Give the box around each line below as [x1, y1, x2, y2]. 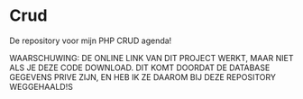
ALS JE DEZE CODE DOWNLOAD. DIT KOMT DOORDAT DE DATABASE [9, 62, 271, 73]
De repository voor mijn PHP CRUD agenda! [9, 35, 172, 46]
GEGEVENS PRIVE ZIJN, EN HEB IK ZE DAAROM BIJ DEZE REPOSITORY [9, 71, 277, 82]
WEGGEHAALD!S [9, 81, 74, 92]
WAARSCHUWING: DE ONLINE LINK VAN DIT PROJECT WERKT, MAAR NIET [9, 52, 294, 63]
